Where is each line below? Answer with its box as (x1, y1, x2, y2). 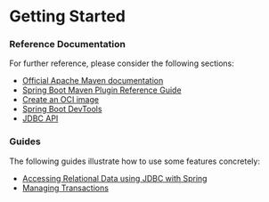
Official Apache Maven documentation (21, 76, 164, 86)
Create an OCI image (21, 94, 100, 105)
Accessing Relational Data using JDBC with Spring (21, 173, 208, 183)
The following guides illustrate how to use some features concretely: (9, 156, 261, 166)
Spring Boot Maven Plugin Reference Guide (21, 85, 182, 95)
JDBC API (21, 113, 59, 124)
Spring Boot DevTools (21, 104, 102, 115)
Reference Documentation (9, 38, 126, 51)
